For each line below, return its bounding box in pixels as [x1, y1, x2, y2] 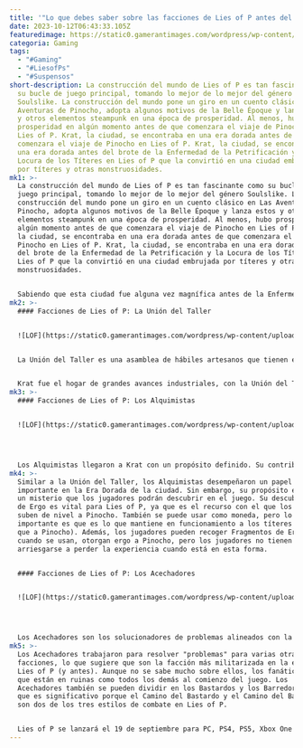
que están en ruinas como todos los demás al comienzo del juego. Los [17, 675, 289, 684]
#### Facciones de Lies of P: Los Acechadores [17, 569, 196, 578]
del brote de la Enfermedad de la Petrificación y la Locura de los [17, 249, 280, 258]
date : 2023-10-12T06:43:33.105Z [9, 22, 131, 31]
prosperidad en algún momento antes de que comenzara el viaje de [17, 123, 272, 132]
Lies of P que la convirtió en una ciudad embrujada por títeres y [17, 257, 277, 267]
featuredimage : [9, 30, 67, 39]
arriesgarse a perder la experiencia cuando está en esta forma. [17, 544, 269, 554]
